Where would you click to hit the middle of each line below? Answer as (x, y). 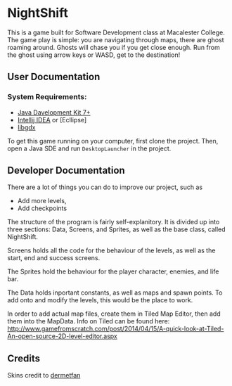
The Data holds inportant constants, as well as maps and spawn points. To (115, 292)
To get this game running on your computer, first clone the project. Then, (113, 141)
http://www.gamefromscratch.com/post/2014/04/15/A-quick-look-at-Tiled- (116, 329)
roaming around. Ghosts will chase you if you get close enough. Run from (114, 47)
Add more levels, (42, 201)
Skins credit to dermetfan (44, 375)
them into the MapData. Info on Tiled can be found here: (89, 321)
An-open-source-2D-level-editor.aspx (62, 336)
